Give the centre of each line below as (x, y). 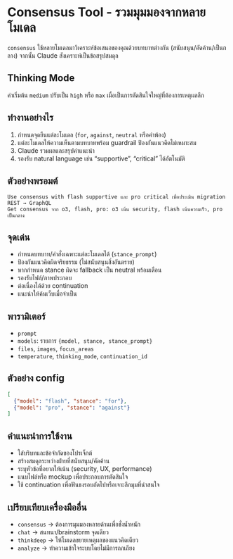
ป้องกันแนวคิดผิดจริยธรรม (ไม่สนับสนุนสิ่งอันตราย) (76, 262)
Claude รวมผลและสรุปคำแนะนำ (56, 150)
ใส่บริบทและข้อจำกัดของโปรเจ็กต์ (55, 453)
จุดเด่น (19, 237)
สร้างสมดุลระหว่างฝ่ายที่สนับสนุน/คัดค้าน (64, 461)
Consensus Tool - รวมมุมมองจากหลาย (106, 12)
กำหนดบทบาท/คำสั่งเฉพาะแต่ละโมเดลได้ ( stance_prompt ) (87, 254)
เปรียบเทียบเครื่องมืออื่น (47, 507)
